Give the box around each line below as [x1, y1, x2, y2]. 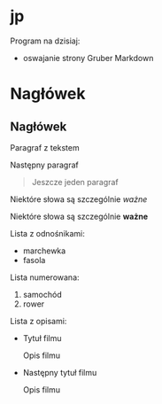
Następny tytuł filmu [22, 367, 97, 377]
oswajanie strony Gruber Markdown [22, 52, 154, 63]
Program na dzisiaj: [10, 35, 81, 46]
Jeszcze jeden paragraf [31, 176, 119, 187]
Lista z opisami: [10, 315, 67, 326]
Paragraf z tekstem [10, 142, 80, 152]
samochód [22, 289, 62, 299]
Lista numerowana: [10, 272, 80, 283]
